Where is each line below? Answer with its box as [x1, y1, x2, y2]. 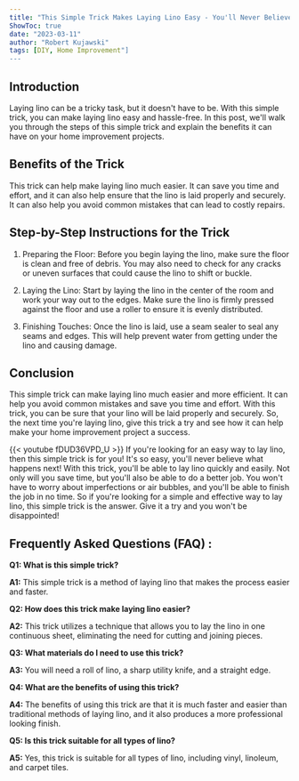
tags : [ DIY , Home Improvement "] [9, 46, 129, 55]
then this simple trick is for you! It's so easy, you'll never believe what [9, 454, 264, 464]
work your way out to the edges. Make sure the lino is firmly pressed [21, 294, 274, 305]
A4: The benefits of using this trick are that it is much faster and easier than [9, 699, 287, 710]
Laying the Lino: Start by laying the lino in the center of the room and [21, 285, 274, 295]
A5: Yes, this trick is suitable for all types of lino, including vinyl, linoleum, [9, 753, 279, 763]
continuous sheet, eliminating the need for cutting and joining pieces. [9, 631, 263, 641]
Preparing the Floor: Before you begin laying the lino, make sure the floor [21, 248, 289, 259]
